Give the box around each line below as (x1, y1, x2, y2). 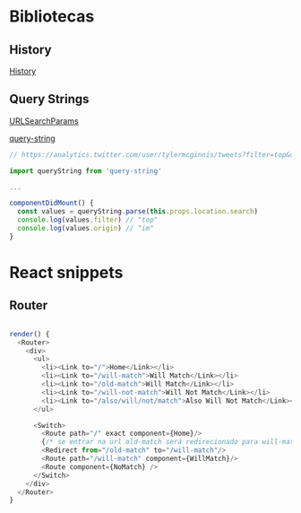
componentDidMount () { (9, 199, 94, 208)
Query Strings (9, 91, 90, 107)
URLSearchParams (9, 115, 79, 126)
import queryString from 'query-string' (9, 166, 163, 176)
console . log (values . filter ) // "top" (17, 215, 159, 225)
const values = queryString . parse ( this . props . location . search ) (17, 207, 258, 216)
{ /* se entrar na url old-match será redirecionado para (41, 438, 258, 447)
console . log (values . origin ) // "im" (17, 224, 154, 233)
